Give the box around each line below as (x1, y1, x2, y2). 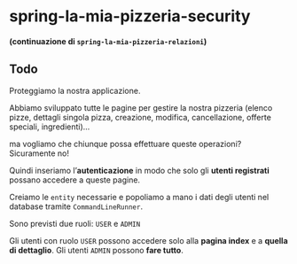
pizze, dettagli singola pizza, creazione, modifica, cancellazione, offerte (9, 112, 272, 122)
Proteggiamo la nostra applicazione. (9, 85, 141, 96)
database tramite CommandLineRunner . (9, 201, 144, 212)
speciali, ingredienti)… (9, 121, 90, 132)
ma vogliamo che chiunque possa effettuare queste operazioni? (9, 138, 242, 149)
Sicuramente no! (9, 148, 69, 159)
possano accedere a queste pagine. (9, 175, 140, 185)
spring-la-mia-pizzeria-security (9, 6, 251, 27)
